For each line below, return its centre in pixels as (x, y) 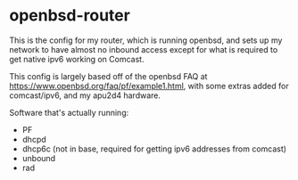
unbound (39, 158)
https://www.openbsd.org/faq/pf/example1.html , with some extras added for (149, 86)
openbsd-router (70, 16)
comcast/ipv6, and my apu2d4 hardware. (85, 95)
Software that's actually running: (69, 112)
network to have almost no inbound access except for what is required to (144, 49)
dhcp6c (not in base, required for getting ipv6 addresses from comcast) (154, 149)
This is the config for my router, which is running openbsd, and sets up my (146, 40)
